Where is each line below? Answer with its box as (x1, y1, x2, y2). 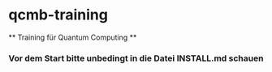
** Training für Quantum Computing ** (8, 32, 137, 42)
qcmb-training (8, 6, 108, 24)
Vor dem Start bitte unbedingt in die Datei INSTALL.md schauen (8, 53, 264, 64)
